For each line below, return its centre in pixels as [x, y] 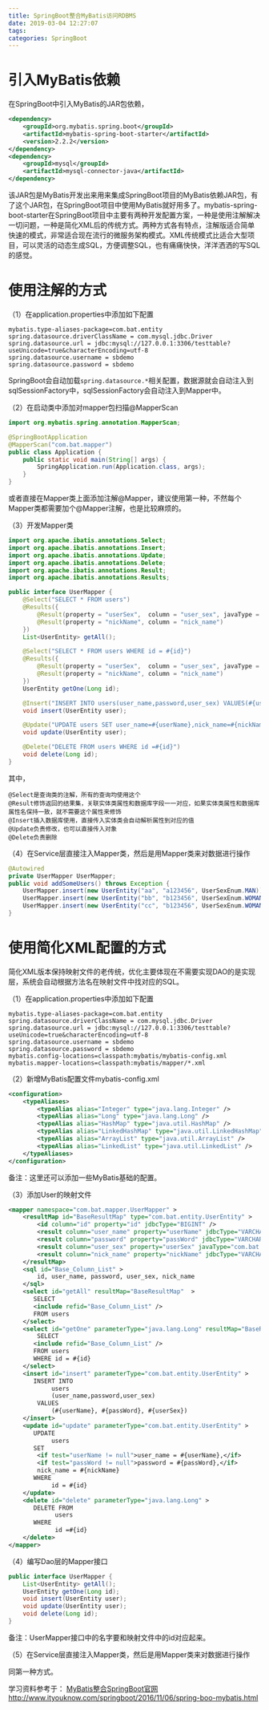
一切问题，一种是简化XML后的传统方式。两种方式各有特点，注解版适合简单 [132, 225]
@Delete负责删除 [33, 837]
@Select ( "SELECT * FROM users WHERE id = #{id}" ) [107, 651]
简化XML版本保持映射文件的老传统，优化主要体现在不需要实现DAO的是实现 [132, 972]
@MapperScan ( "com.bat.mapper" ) [60, 445]
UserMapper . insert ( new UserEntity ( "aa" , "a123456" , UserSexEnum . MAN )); [145, 891]
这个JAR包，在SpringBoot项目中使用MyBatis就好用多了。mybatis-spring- [136, 205]
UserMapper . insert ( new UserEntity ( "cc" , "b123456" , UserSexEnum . [134, 906]
